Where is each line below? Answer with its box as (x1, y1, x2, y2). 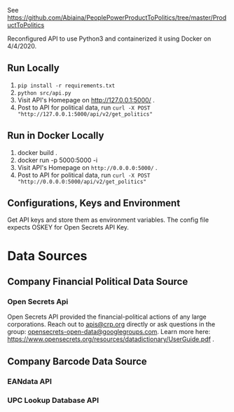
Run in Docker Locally (7, 130, 104, 142)
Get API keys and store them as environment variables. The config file (7, 215, 209, 224)
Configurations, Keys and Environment (7, 197, 181, 209)
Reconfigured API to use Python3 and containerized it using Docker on (7, 34, 212, 43)
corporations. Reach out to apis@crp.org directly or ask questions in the (7, 320, 216, 328)
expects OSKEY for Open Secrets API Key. (7, 223, 130, 232)
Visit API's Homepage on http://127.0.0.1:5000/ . (17, 95, 156, 104)
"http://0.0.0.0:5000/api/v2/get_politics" (17, 178, 147, 185)
